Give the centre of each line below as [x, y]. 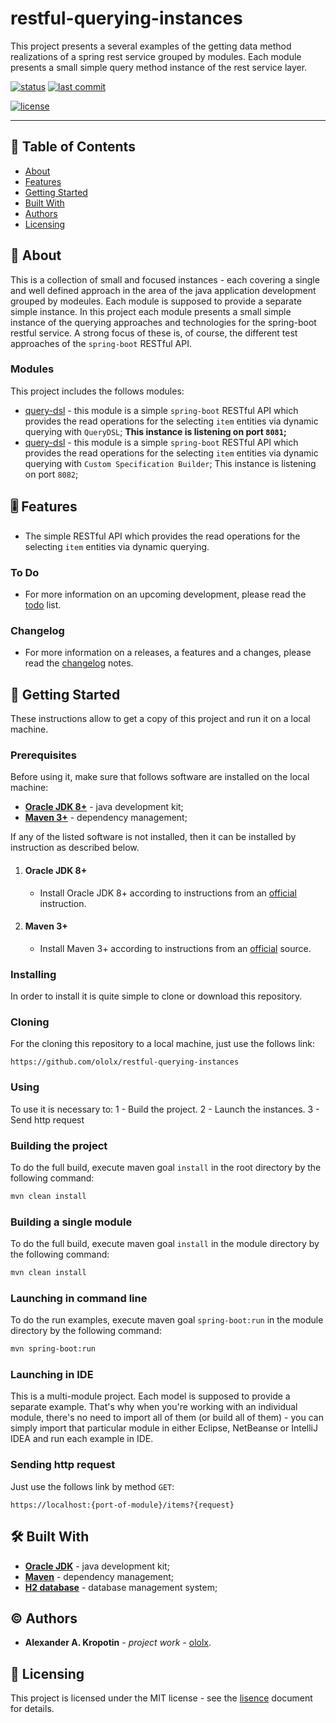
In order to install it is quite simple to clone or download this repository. [156, 996]
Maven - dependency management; [99, 1576]
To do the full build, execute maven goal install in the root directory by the [166, 1167]
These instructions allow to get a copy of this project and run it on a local [160, 719]
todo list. [43, 604]
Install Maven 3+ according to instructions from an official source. [175, 948]
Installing [33, 974]
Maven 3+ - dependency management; [106, 818]
